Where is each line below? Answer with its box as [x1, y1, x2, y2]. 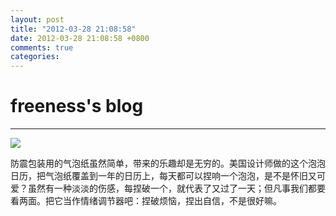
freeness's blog [10, 95, 144, 118]
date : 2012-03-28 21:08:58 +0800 [10, 33, 150, 43]
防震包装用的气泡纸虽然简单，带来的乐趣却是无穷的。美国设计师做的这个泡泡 [10, 157, 326, 170]
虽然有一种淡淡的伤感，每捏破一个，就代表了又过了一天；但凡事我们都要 [27, 182, 326, 195]
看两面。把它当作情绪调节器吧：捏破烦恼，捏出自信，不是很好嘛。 [10, 195, 282, 207]
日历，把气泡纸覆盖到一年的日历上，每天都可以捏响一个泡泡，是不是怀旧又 [10, 170, 317, 182]
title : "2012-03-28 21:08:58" [10, 24, 137, 34]
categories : [10, 52, 60, 62]
